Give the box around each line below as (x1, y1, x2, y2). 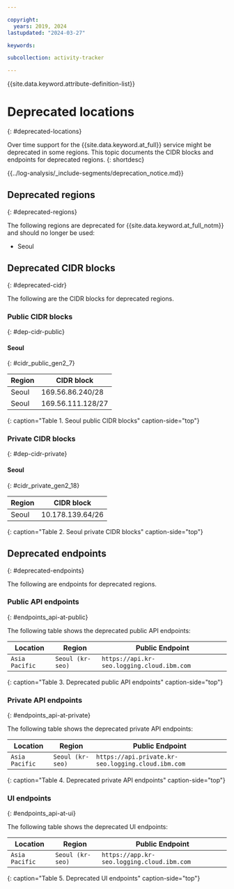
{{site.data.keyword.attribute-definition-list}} (7, 79, 136, 88)
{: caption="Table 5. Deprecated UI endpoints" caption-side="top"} (7, 874, 201, 883)
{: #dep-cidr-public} (7, 327, 65, 335)
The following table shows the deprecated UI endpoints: (7, 823, 169, 831)
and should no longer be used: (7, 228, 95, 237)
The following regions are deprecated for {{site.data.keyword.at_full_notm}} (7, 221, 224, 229)
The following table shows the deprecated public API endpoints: (7, 626, 191, 635)
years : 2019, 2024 (13, 22, 68, 30)
